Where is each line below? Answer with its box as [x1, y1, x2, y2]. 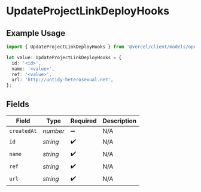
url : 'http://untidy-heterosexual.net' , [11, 77, 114, 83]
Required [70, 117, 97, 125]
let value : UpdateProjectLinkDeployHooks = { [6, 54, 121, 60]
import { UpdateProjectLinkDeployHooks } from [6, 44, 124, 50]
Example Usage [6, 28, 66, 38]
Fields [6, 99, 30, 109]
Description [102, 117, 137, 125]
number [42, 127, 65, 135]
